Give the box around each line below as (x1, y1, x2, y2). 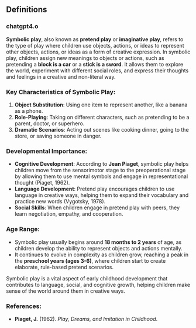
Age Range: (6, 225, 40, 233)
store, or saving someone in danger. (14, 132, 102, 139)
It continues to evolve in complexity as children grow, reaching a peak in (14, 251, 189, 258)
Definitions (6, 5, 47, 15)
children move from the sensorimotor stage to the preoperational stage (14, 167, 186, 174)
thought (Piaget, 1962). (14, 179, 70, 186)
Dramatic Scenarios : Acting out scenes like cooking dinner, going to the (14, 126, 189, 133)
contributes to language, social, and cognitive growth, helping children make (6, 281, 191, 288)
